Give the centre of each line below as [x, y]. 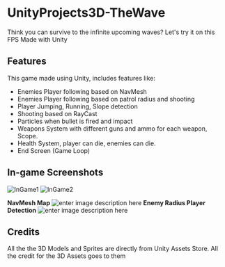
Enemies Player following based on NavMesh [82, 91]
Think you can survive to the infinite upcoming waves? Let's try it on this [111, 32]
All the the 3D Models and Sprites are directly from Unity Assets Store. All [113, 249]
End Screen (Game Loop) [54, 150]
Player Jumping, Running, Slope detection [77, 106]
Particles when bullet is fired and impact [75, 121]
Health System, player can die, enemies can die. [86, 143]
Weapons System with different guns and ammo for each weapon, [112, 128]
